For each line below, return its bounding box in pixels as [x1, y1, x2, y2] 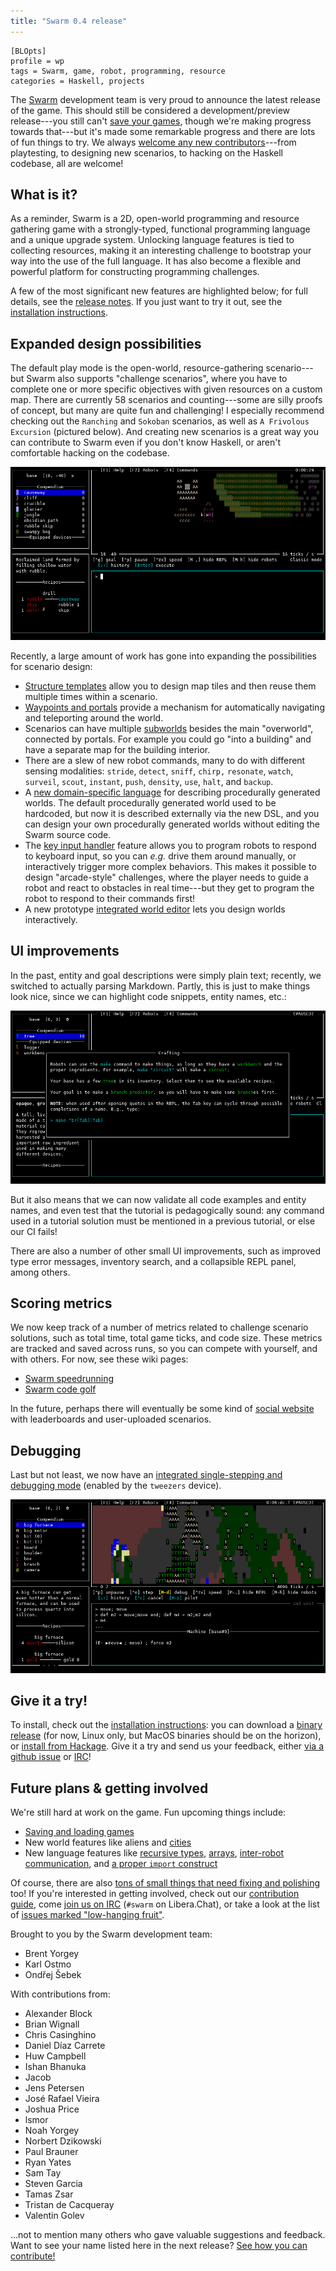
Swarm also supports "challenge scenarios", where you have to [26, 373, 288, 385]
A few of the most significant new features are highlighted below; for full [10, 285, 308, 297]
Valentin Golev [24, 2210, 85, 2222]
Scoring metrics [10, 1295, 113, 1312]
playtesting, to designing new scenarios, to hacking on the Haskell [10, 146, 283, 159]
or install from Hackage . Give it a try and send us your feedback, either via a [10, 1740, 324, 1752]
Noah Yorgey [24, 2125, 80, 2137]
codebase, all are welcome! [10, 157, 124, 169]
